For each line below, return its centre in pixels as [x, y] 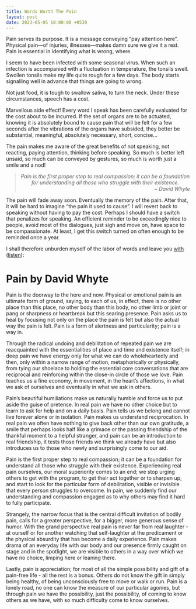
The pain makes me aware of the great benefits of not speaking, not [88, 146]
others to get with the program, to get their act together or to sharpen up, [94, 478]
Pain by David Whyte [57, 279]
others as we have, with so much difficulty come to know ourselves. [88, 600]
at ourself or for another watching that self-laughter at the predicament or [94, 533]
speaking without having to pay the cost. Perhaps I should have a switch [93, 213]
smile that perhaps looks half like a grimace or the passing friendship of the [97, 429]
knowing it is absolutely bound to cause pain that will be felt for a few [89, 123]
